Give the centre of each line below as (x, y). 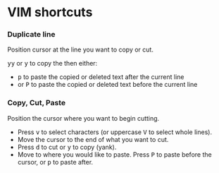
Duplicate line (31, 35)
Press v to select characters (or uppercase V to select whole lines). (115, 132)
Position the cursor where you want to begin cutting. (83, 118)
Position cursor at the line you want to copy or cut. (80, 49)
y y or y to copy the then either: (52, 64)
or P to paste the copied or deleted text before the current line (107, 85)
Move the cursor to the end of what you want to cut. (93, 139)
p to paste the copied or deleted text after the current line (101, 77)
